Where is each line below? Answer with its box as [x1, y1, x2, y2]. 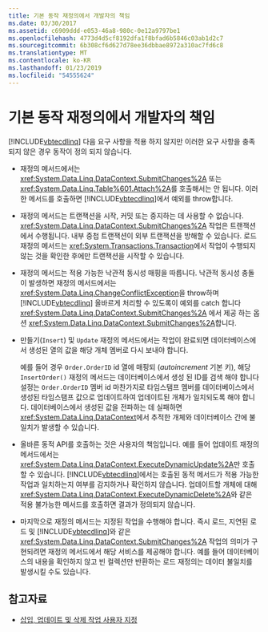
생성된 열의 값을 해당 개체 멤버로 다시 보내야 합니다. [28, 345, 189, 354]
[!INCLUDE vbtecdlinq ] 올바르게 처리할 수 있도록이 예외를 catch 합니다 [19, 298, 242, 307]
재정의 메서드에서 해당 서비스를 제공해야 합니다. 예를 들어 [47, 546, 226, 556]
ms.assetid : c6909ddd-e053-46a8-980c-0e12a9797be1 [8, 26, 181, 34]
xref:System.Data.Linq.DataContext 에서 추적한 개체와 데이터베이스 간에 [19, 412, 248, 422]
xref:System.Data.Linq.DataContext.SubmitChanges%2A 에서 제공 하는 [19, 308, 252, 318]
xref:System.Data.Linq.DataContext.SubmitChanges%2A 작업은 [19, 221, 229, 230]
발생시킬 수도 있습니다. [19, 566, 91, 576]
